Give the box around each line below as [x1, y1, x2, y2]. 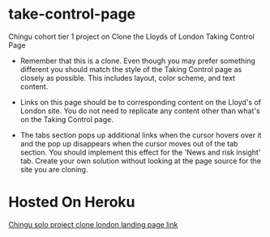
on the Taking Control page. [19, 114, 114, 124]
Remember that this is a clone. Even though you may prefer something [19, 56, 255, 66]
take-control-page [8, 5, 136, 23]
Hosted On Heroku [8, 193, 135, 211]
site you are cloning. [19, 164, 88, 174]
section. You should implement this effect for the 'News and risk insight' [19, 147, 261, 157]
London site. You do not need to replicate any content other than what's [19, 106, 261, 116]
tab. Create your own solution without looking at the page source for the [19, 155, 262, 166]
